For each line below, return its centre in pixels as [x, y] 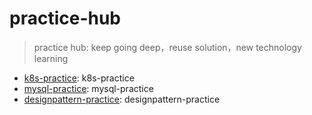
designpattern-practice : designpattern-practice [122, 99]
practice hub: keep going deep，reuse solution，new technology [167, 47]
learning [51, 58]
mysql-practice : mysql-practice [88, 88]
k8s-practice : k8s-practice [79, 78]
